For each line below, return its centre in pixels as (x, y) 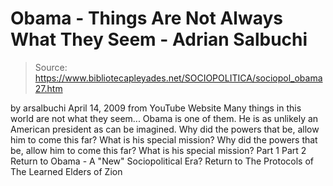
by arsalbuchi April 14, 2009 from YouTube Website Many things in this (156, 108)
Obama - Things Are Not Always (146, 18)
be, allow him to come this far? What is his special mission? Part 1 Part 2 (158, 150)
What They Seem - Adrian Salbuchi (159, 39)
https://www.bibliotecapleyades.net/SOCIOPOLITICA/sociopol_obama (178, 78)
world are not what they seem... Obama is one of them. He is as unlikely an (164, 118)
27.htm (48, 88)
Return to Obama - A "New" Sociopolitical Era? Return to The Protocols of (162, 161)
